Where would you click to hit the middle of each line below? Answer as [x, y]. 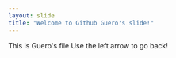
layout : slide [32, 15]
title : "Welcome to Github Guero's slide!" [81, 23]
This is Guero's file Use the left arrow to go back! [88, 45]
